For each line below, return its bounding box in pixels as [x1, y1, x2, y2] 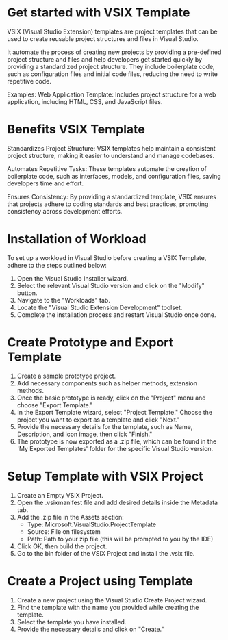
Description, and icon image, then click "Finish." [16, 430, 153, 438]
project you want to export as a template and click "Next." [16, 415, 180, 424]
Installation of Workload [7, 231, 147, 247]
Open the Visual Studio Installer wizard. [16, 274, 129, 282]
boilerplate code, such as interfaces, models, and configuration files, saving [7, 172, 221, 180]
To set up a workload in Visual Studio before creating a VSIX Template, [7, 253, 207, 261]
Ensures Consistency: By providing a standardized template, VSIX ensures [7, 192, 217, 201]
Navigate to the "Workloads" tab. [16, 296, 111, 304]
